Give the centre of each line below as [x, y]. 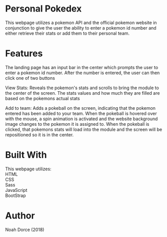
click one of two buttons [30, 78]
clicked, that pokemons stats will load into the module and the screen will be [84, 129]
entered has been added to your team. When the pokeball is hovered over [81, 113]
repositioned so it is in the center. [39, 135]
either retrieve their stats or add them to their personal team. [67, 33]
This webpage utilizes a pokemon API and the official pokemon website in [81, 23]
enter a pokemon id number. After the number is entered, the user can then [82, 73]
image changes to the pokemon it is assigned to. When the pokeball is [77, 124]
